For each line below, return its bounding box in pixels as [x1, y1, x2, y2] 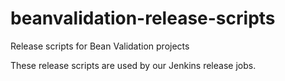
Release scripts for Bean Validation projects [10, 40, 190, 52]
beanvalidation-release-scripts [10, 7, 276, 30]
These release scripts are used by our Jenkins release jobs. [10, 59, 257, 71]
